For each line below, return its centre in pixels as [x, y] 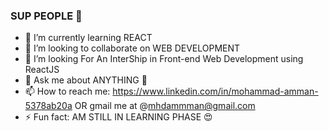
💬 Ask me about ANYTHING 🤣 [86, 80]
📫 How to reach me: [67, 91]
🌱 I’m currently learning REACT [88, 38]
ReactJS [42, 70]
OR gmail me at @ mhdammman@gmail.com [165, 106]
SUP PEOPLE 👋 [46, 16]
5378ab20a [48, 106]
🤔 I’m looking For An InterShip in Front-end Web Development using [164, 59]
